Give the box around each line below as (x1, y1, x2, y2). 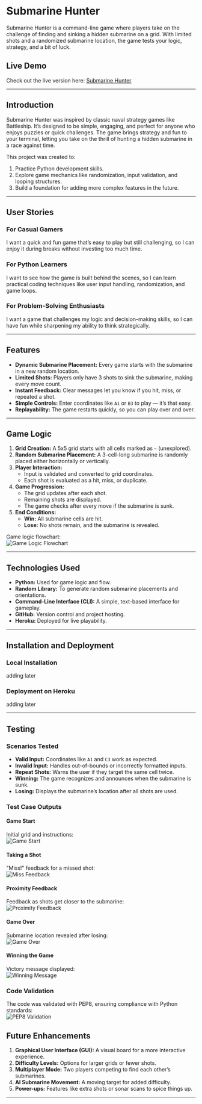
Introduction (6, 100, 54, 110)
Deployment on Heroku (6, 687, 75, 695)
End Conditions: (14, 509, 57, 516)
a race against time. (6, 142, 55, 149)
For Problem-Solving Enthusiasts (6, 302, 105, 310)
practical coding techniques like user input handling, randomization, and (6, 280, 185, 287)
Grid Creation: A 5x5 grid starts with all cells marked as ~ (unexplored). (14, 444, 192, 452)
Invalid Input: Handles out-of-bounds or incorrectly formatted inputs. (14, 762, 187, 769)
